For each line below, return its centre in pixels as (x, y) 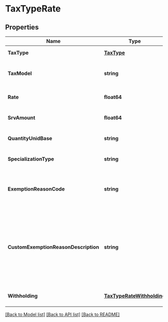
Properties (22, 27)
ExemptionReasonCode (36, 189)
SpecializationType (31, 159)
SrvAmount (21, 118)
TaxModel (20, 73)
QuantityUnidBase (30, 138)
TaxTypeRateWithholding (135, 296)
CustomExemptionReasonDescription (53, 247)
